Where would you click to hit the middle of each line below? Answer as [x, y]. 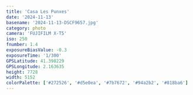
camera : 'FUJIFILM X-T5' [36, 34]
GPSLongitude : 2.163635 [35, 66]
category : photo [26, 28]
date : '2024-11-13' [30, 17]
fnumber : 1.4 [22, 45]
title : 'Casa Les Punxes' [38, 12]
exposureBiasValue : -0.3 [36, 50]
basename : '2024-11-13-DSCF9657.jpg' [52, 22]
